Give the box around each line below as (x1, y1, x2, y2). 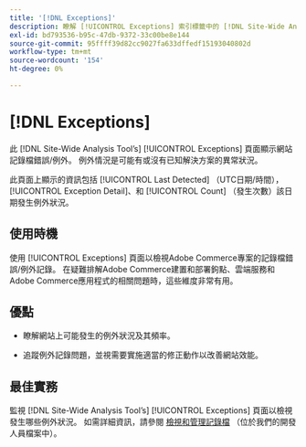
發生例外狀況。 (16, 197, 74, 208)
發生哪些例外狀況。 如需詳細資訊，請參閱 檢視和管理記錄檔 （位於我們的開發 (9, 417, 297, 428)
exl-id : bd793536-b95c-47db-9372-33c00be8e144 (9, 30, 190, 39)
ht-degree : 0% (9, 65, 64, 74)
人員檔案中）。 (9, 428, 62, 439)
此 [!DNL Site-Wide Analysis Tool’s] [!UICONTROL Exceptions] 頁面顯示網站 (9, 143, 293, 154)
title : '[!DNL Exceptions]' (9, 13, 117, 23)
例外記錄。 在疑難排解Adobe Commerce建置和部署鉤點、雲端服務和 (20, 263, 276, 274)
